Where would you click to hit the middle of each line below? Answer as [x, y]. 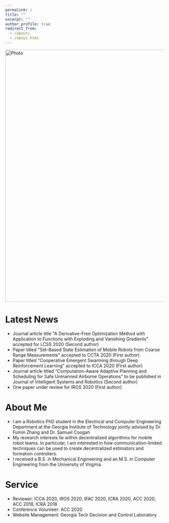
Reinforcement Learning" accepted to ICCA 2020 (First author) [77, 366]
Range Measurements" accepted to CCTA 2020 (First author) [76, 355]
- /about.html [24, 38]
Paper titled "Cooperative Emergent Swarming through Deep [75, 360]
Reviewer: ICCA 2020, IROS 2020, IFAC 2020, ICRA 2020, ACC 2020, [84, 499]
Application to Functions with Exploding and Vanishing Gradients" [80, 339]
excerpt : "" [18, 19]
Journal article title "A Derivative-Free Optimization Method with [79, 333]
